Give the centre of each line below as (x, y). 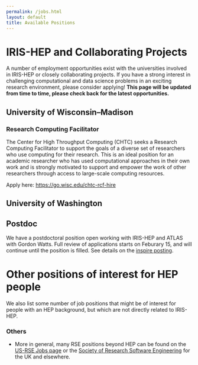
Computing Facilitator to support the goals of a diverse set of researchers (95, 148)
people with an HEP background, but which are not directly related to (90, 310)
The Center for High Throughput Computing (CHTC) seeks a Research (92, 142)
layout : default (26, 17)
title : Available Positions (41, 23)
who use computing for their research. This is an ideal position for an (90, 154)
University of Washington (54, 204)
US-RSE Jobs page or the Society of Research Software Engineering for (102, 351)
